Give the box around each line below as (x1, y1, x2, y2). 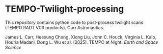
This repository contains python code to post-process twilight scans (5, 19, 143, 25)
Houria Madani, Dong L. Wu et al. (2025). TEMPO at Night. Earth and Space (5, 39, 159, 45)
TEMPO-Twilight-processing (5, 3, 124, 15)
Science (5, 44, 22, 50)
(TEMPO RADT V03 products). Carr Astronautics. (5, 24, 105, 30)
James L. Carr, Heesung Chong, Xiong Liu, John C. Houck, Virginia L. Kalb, (5, 34, 157, 40)
